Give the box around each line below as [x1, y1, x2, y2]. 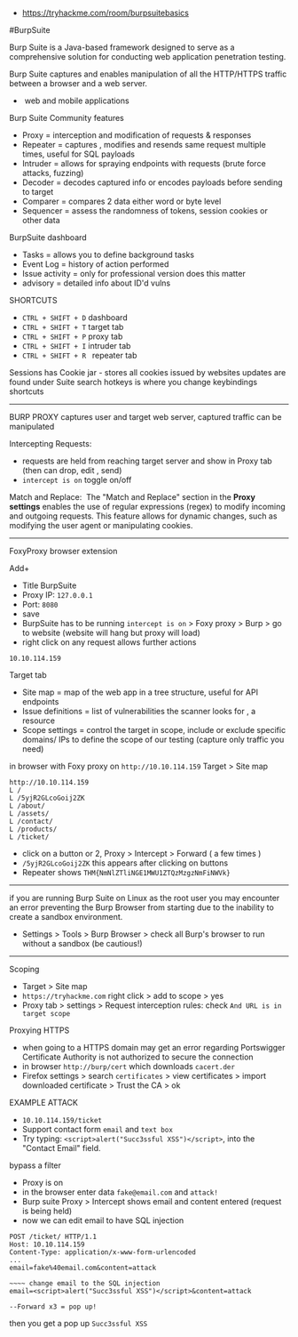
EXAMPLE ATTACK [9, 1098, 78, 1107]
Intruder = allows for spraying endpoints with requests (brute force [21, 158, 266, 168]
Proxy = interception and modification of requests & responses [21, 130, 252, 141]
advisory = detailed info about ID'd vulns [21, 278, 171, 288]
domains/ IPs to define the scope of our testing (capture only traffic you [21, 734, 285, 745]
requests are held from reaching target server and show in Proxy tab [21, 455, 272, 466]
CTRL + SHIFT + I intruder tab [21, 341, 131, 350]
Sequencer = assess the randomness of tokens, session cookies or [21, 205, 268, 216]
